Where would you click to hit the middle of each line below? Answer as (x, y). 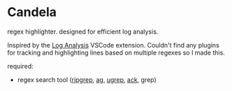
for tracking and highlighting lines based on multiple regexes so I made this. (116, 52)
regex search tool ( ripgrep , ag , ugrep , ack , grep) (87, 79)
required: (20, 66)
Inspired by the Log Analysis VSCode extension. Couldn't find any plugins (114, 45)
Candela (32, 12)
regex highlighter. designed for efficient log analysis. (83, 31)
